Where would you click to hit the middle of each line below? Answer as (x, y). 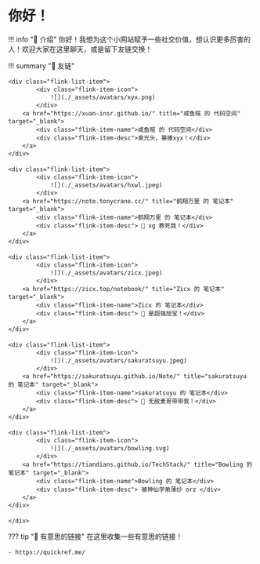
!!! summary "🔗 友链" (42, 65)
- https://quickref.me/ (47, 552)
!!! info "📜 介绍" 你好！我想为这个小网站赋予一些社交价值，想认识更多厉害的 (129, 39)
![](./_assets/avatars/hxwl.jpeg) (106, 185)
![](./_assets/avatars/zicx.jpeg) (106, 273)
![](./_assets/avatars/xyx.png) (103, 97)
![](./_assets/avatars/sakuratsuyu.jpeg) (119, 360)
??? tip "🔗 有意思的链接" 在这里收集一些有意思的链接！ (95, 536)
